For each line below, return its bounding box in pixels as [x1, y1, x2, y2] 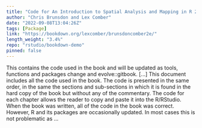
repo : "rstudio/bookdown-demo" [6, 42, 85, 48]
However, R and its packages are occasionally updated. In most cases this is [6, 108, 195, 115]
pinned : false [6, 48, 42, 54]
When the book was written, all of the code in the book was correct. [6, 102, 174, 109]
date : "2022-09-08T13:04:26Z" [6, 20, 82, 26]
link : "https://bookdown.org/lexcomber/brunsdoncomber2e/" [6, 31, 158, 37]
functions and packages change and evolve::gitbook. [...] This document [6, 70, 186, 78]
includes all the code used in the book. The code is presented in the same [6, 77, 189, 84]
